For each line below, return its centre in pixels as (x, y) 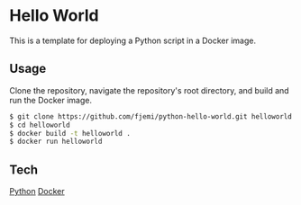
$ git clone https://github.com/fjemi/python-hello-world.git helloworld (151, 116)
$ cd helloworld (40, 125)
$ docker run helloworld (56, 142)
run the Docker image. (51, 100)
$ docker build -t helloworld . (70, 133)
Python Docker (37, 192)
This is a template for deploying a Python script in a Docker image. (133, 40)
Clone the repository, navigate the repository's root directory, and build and (150, 90)
